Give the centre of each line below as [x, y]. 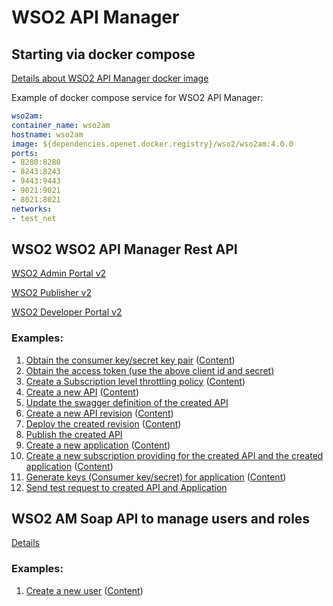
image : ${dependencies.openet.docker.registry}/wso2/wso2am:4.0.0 [152, 144]
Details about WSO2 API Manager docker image [110, 78]
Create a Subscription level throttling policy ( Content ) [135, 381]
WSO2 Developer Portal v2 [67, 312]
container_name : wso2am [61, 125]
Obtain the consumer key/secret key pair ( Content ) [130, 360]
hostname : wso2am [47, 134]
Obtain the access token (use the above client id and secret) [150, 370]
